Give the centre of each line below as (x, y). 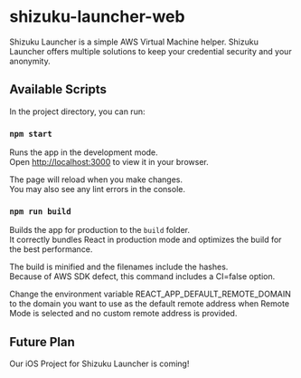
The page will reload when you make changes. (96, 179)
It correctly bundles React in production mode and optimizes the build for (146, 240)
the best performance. (51, 249)
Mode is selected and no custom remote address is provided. (123, 314)
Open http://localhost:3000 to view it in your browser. (109, 162)
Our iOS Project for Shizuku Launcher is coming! (99, 363)
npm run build (40, 211)
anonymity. (30, 61)
